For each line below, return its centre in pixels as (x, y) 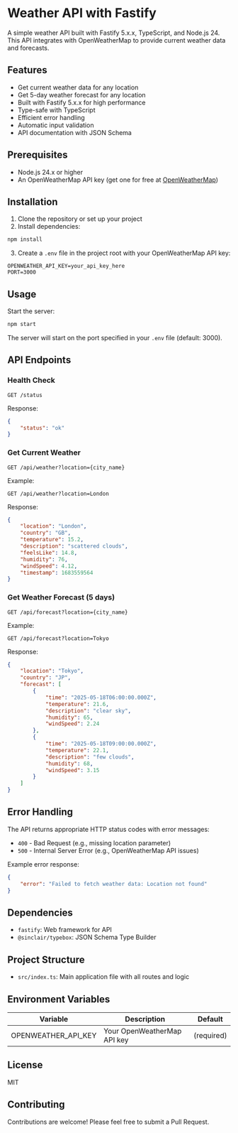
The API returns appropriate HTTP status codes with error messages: (109, 829)
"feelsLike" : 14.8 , (49, 553)
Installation (33, 201)
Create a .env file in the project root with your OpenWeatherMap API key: (124, 253)
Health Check (31, 380)
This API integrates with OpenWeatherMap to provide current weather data (117, 40)
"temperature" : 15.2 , (52, 540)
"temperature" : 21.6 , (77, 704)
